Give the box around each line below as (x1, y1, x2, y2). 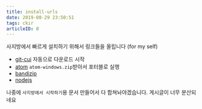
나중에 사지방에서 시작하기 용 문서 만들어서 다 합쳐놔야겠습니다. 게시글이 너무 (6, 89, 180, 96)
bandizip (15, 70, 37, 77)
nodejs (15, 76, 32, 84)
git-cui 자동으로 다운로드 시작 (15, 55, 85, 63)
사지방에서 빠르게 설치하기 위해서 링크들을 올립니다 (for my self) (6, 43, 158, 50)
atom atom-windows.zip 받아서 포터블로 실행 (15, 63, 120, 70)
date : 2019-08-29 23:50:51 (6, 14, 74, 20)
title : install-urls (6, 8, 59, 15)
